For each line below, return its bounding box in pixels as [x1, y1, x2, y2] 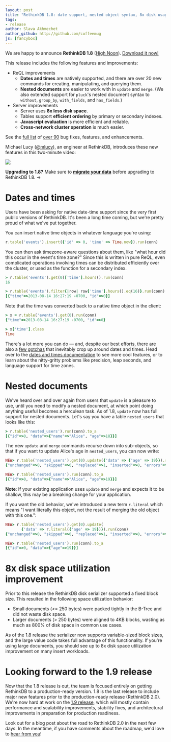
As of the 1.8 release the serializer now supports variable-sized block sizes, [5, 632, 164, 638]
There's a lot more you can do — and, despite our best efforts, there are [5, 341, 156, 347]
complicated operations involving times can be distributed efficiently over [5, 259, 159, 266]
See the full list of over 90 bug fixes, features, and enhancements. [5, 134, 144, 140]
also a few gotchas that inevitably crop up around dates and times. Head [5, 346, 158, 352]
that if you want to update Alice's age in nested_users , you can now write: [5, 448, 159, 454]
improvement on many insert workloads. [5, 648, 90, 654]
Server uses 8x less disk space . [20, 108, 88, 114]
